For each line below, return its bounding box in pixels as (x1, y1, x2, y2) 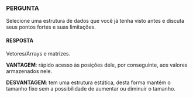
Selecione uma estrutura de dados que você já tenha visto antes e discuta (6, 18, 185, 25)
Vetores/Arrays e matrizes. (6, 50, 71, 57)
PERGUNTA (6, 4, 39, 12)
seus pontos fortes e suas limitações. (6, 23, 96, 30)
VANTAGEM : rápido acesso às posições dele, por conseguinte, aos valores (6, 61, 188, 68)
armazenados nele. (6, 67, 53, 74)
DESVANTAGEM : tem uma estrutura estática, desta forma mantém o (6, 79, 171, 86)
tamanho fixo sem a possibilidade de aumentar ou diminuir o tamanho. (6, 85, 175, 92)
